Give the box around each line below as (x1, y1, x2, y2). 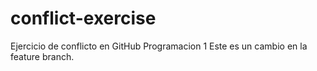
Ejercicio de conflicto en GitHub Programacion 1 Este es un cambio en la (10, 40, 308, 52)
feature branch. (10, 50, 75, 62)
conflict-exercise (10, 7, 157, 30)
